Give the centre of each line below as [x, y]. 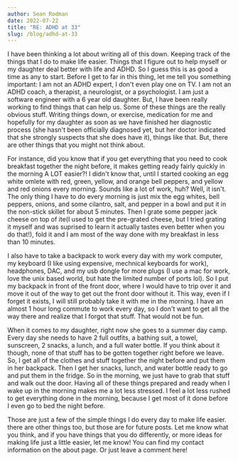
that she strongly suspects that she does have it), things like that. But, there [118, 138]
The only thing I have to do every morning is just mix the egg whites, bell [114, 197]
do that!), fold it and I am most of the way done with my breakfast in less [113, 234]
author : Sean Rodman [38, 14]
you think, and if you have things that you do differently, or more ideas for [115, 435]
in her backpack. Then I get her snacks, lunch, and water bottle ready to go [118, 368]
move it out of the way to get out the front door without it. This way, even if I [119, 294]
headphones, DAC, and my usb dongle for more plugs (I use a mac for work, [119, 271]
